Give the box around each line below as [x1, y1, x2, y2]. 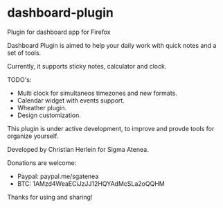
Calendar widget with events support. [17, 96, 125, 105]
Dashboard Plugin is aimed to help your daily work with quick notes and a [7, 41, 217, 49]
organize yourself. [7, 132, 59, 140]
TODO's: [7, 75, 32, 84]
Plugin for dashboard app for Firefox [7, 28, 111, 36]
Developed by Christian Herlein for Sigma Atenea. [7, 145, 149, 153]
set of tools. [7, 49, 42, 57]
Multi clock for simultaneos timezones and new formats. [17, 89, 178, 97]
